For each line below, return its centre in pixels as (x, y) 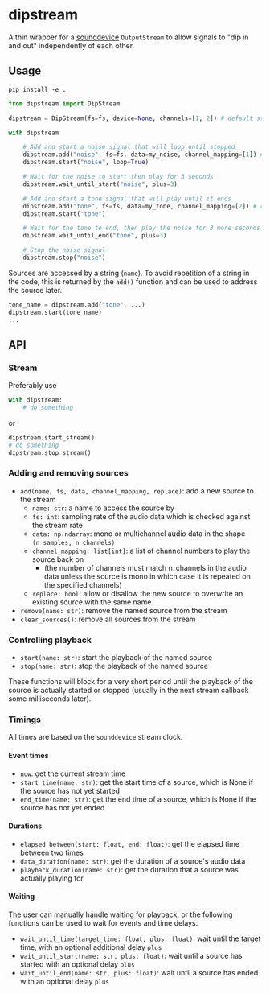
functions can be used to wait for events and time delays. (103, 923)
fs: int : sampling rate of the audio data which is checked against (141, 516)
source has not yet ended (62, 807)
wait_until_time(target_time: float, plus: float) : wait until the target (140, 938)
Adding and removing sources (68, 473)
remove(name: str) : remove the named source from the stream (123, 610)
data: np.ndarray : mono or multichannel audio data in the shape (139, 534)
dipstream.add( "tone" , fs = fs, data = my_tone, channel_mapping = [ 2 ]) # (140, 206)
